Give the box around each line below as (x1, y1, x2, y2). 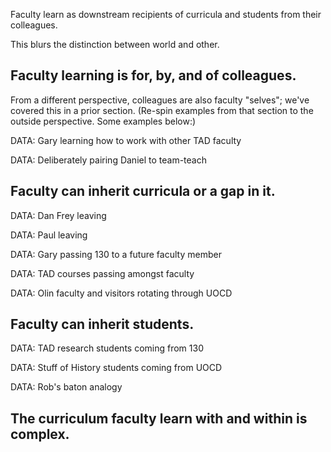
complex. (10, 425, 70, 443)
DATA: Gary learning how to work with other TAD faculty (10, 134, 242, 146)
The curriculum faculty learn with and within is (10, 410, 308, 427)
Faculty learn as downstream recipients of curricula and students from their (10, 9, 322, 20)
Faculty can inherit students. (10, 316, 195, 333)
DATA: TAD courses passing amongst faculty (10, 267, 195, 279)
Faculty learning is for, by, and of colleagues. (10, 67, 297, 84)
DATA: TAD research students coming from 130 (10, 342, 204, 354)
